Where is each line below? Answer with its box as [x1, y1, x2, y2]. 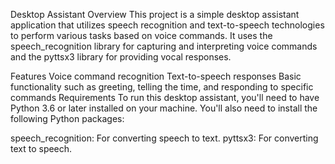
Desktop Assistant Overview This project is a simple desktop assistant [10, 9, 300, 20]
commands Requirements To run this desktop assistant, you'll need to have [10, 92, 320, 103]
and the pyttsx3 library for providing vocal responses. [10, 51, 232, 63]
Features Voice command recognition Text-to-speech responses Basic [10, 70, 302, 82]
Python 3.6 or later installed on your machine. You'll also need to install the [10, 102, 318, 114]
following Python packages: [10, 113, 125, 124]
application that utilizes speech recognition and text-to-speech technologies [10, 19, 325, 31]
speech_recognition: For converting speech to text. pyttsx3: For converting [10, 132, 319, 144]
